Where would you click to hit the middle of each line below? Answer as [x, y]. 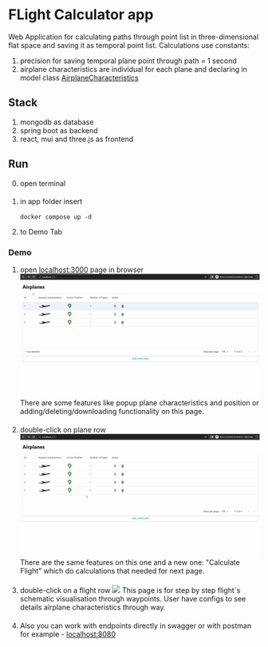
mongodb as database [57, 122]
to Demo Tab [41, 232]
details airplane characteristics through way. [93, 607]
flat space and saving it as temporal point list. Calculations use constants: [129, 45]
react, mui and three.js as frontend [77, 139]
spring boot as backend [59, 130]
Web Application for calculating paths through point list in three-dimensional [134, 37]
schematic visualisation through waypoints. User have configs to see [133, 598]
